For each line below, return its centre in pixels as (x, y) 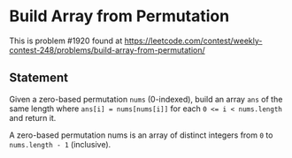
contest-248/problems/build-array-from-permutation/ (107, 49)
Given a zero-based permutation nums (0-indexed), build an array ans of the (146, 99)
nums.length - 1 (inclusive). (60, 144)
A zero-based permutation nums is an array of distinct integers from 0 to (141, 135)
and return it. (33, 117)
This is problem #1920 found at (66, 41)
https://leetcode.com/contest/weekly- (193, 41)
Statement (39, 78)
